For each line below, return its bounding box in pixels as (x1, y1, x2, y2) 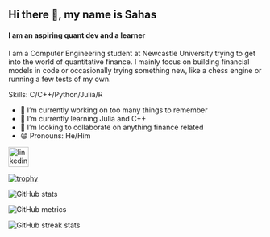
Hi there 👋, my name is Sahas (8, 8, 157, 22)
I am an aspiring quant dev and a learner (8, 30, 146, 40)
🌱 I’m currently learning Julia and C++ (19, 113, 147, 123)
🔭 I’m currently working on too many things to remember (19, 105, 208, 115)
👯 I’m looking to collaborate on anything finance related (19, 122, 204, 132)
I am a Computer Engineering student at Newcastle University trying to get (8, 48, 255, 58)
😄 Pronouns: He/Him (19, 130, 91, 141)
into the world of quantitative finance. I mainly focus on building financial (8, 57, 250, 67)
